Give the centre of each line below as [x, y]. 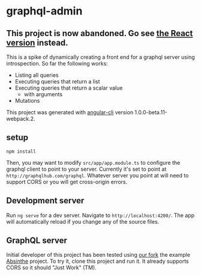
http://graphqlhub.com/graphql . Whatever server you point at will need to [97, 175]
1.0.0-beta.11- [151, 112]
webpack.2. [21, 119]
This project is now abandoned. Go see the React [100, 33]
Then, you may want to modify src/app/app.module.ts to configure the [93, 162]
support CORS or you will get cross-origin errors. [67, 182]
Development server [45, 201]
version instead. [37, 42]
